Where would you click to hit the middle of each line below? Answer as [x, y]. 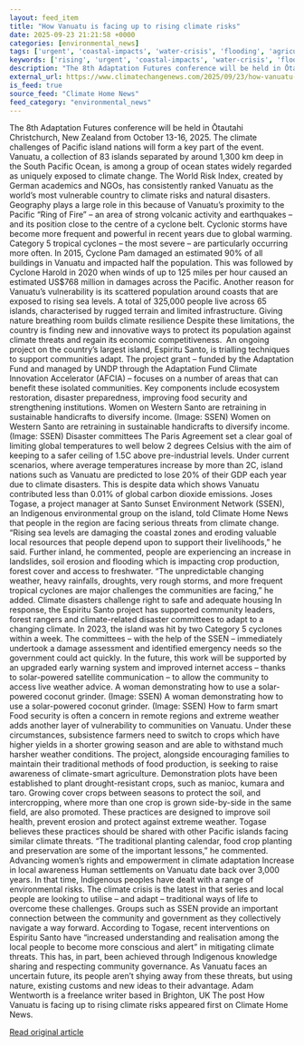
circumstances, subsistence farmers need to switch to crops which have [145, 735]
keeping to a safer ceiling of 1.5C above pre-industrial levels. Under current [149, 455]
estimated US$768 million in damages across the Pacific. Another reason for [152, 282]
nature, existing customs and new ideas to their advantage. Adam [132, 986]
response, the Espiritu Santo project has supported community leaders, [142, 610]
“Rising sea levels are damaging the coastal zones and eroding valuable [143, 533]
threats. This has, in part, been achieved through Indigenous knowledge [143, 957]
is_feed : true [36, 85]
